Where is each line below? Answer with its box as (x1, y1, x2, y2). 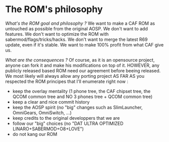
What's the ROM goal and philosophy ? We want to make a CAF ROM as (5, 20, 155, 26)
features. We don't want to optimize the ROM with (5, 31, 109, 37)
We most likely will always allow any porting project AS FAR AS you (5, 73, 145, 79)
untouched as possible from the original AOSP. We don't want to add (5, 25, 148, 31)
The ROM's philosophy (5, 4, 103, 15)
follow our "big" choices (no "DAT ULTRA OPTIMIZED (12, 120, 124, 126)
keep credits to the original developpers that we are (12, 115, 120, 121)
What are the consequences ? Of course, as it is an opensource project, (5, 57, 155, 63)
